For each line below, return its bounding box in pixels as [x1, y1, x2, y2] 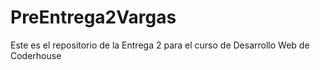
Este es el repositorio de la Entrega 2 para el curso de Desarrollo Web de [10, 39, 310, 51]
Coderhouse [10, 49, 62, 61]
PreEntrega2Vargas [10, 6, 177, 29]
